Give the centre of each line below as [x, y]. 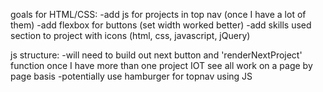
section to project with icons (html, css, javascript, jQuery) [130, 35]
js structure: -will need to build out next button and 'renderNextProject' [156, 55]
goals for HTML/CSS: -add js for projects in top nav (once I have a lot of [158, 14]
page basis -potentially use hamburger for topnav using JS [131, 76]
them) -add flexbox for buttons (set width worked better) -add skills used [161, 25]
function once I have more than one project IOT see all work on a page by [161, 65]
